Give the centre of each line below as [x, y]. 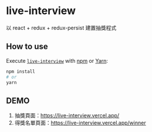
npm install [21, 72]
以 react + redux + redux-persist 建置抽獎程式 [61, 28]
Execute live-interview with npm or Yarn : [57, 60]
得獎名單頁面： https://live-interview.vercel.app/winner [80, 123]
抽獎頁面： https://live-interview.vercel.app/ [67, 116]
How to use [27, 47]
